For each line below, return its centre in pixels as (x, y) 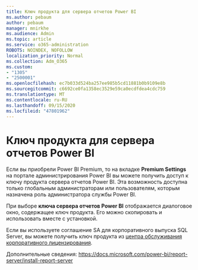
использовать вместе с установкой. (52, 219)
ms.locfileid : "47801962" (38, 111)
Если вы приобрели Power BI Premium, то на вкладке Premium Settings (96, 169)
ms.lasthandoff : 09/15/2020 (41, 105)
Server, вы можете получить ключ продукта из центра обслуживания (94, 236)
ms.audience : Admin (30, 34)
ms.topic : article (29, 39)
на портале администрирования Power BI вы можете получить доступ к (97, 176)
